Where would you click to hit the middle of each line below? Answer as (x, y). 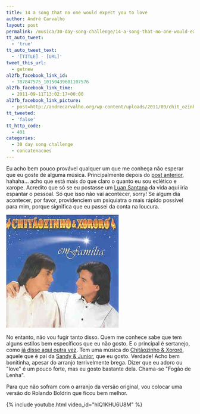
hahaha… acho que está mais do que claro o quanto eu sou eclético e (91, 181)
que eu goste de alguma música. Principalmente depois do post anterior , (95, 175)
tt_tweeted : (21, 113)
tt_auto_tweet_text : (32, 51)
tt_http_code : (24, 126)
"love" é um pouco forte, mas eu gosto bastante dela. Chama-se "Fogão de (99, 369)
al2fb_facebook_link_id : (37, 75)
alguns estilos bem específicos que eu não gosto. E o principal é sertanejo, (98, 343)
